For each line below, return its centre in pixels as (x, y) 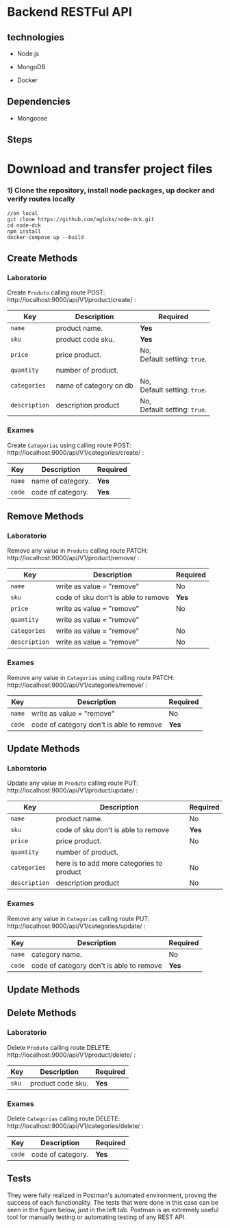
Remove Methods (46, 517)
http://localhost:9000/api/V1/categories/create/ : (76, 452)
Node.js (28, 53)
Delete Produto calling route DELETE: (59, 1047)
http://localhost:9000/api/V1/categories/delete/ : (75, 1126)
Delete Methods (42, 1013)
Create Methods (42, 259)
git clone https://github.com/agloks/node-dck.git (81, 219)
